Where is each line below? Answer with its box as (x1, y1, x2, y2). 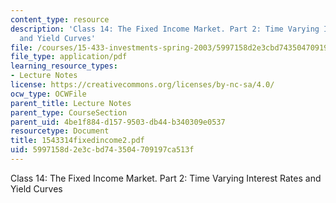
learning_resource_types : (10, 61, 118, 71)
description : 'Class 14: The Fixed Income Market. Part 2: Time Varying (10, 24, 320, 34)
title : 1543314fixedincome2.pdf (10, 136, 145, 146)
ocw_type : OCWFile (10, 89, 87, 99)
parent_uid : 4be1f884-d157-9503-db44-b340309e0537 (10, 117, 226, 127)
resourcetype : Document (10, 126, 110, 136)
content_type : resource (10, 14, 110, 25)
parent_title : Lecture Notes (10, 98, 132, 108)
